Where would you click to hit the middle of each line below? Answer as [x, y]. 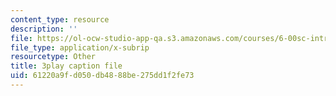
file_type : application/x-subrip [80, 47]
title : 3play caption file [66, 66]
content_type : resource [60, 19]
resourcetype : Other [53, 57]
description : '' [44, 29]
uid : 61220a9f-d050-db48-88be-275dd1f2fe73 [102, 76]
